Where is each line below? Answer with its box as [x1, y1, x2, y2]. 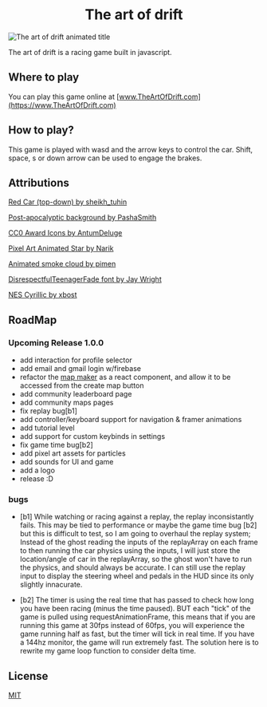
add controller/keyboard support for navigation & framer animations [19, 415, 242, 425]
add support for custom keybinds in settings [19, 432, 166, 441]
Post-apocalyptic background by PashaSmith [8, 213, 157, 223]
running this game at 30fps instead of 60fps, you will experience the [19, 621, 245, 630]
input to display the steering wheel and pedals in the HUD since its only [19, 571, 254, 581]
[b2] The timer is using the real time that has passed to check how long [19, 595, 254, 605]
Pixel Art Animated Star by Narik [8, 243, 114, 253]
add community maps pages [19, 397, 114, 408]
